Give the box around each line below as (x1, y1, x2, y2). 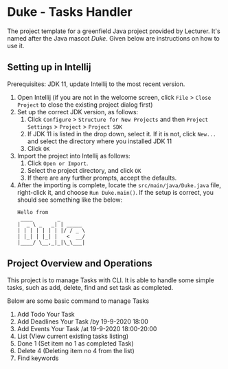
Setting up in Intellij (7, 61, 91, 73)
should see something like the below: (16, 196, 122, 204)
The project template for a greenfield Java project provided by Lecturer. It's (7, 27, 221, 35)
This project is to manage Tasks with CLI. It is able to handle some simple (7, 276, 215, 284)
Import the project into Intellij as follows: (16, 151, 130, 160)
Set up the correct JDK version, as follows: (16, 107, 139, 116)
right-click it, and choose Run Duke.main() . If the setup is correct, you (16, 188, 214, 196)
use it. (7, 41, 25, 50)
